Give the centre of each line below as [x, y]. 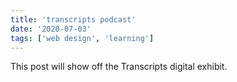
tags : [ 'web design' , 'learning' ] [82, 38]
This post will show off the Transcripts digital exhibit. [119, 67]
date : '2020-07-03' [51, 29]
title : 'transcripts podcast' [73, 19]
